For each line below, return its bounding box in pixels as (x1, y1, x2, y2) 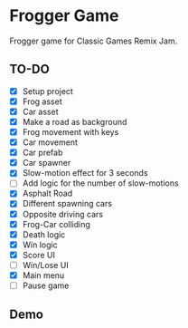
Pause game (22, 280, 70, 291)
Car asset (22, 106, 59, 117)
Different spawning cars (22, 198, 113, 209)
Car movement (22, 137, 79, 148)
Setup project (22, 85, 74, 96)
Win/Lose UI (22, 259, 70, 270)
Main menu (22, 269, 65, 281)
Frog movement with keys (22, 127, 119, 137)
